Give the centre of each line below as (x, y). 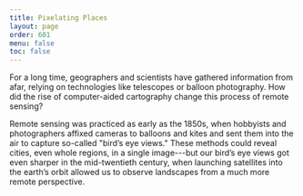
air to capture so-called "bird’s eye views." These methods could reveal (143, 143)
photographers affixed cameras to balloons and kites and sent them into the (151, 133)
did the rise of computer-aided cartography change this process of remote (149, 97)
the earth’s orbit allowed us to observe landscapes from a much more (140, 172)
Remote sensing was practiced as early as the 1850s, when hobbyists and (148, 124)
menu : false (32, 43)
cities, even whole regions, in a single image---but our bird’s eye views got (149, 153)
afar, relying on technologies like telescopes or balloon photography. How (148, 87)
